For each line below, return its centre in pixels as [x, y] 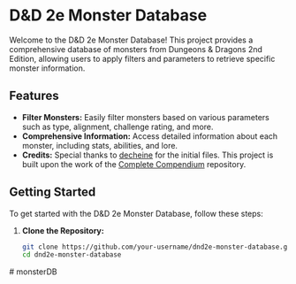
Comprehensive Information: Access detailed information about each [150, 136]
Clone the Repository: [63, 230]
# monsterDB [33, 272]
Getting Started [53, 192]
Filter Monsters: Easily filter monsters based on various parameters [145, 117]
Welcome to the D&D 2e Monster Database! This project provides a [131, 40]
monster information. [47, 68]
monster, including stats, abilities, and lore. [100, 145]
